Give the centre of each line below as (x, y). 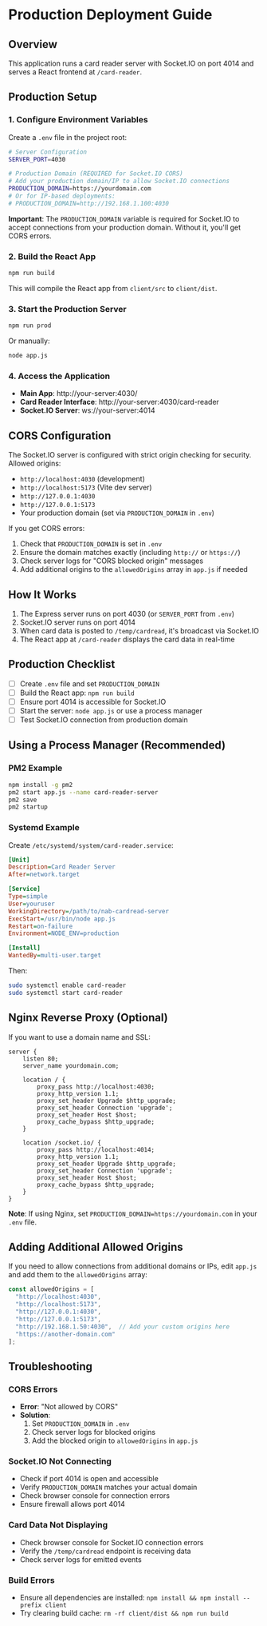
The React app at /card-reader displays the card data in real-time (127, 639)
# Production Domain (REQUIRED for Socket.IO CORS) (96, 174)
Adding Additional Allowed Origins (96, 1247)
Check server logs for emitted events (80, 1559)
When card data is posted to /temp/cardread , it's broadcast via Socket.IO (139, 630)
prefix (31, 1605)
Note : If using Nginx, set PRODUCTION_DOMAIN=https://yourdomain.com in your (133, 1213)
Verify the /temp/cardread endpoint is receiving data (105, 1551)
